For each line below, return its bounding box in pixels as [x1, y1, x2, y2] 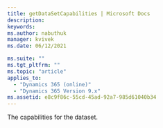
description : [7, 17, 45, 24]
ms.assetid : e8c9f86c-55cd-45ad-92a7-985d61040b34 [7, 94, 157, 101]
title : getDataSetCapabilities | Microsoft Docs [7, 10, 151, 17]
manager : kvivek [7, 36, 54, 43]
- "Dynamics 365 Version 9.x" [13, 88, 101, 95]
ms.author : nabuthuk [7, 29, 67, 37]
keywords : [7, 23, 36, 30]
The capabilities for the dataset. [7, 113, 98, 122]
